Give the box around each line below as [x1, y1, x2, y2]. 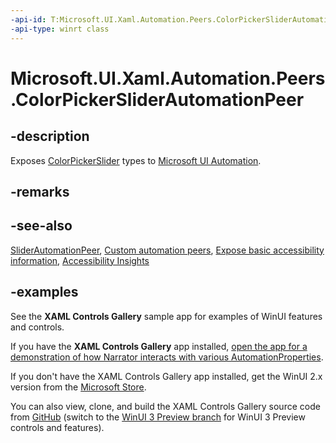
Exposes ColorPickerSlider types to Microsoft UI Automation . [10, 154, 262, 166]
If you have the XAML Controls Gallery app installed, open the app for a [10, 340, 308, 352]
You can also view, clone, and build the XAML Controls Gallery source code [10, 400, 321, 412]
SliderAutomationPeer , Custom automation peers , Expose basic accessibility [10, 244, 325, 256]
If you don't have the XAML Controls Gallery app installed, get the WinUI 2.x [10, 370, 323, 382]
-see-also [10, 217, 73, 235]
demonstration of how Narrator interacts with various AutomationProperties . [10, 351, 324, 363]
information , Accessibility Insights [10, 254, 150, 266]
